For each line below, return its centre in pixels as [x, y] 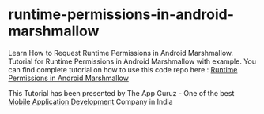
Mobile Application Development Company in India [91, 101]
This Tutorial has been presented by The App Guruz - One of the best [121, 93]
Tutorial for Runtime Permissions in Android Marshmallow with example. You [132, 61]
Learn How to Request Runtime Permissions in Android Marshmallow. [121, 53]
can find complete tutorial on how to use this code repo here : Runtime [123, 69]
